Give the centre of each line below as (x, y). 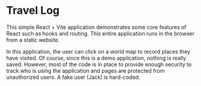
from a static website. (33, 40)
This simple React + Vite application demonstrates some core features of (97, 27)
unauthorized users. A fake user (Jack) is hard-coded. (73, 77)
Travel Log (33, 11)
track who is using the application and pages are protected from (85, 70)
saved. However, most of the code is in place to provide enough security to (99, 64)
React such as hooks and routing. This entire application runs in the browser (100, 33)
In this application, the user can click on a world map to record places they (98, 51)
